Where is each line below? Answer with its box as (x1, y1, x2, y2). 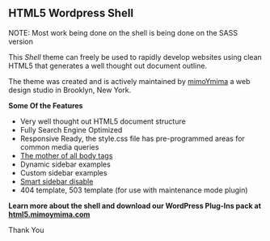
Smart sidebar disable (19, 176, 94, 186)
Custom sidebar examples (19, 167, 108, 177)
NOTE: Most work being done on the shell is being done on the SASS (8, 27, 238, 37)
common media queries (19, 142, 99, 152)
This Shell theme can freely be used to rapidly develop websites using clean (8, 52, 263, 61)
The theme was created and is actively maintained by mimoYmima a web (8, 76, 251, 86)
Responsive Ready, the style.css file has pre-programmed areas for (19, 133, 245, 143)
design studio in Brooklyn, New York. (8, 85, 132, 95)
